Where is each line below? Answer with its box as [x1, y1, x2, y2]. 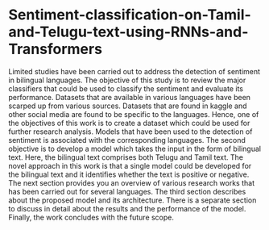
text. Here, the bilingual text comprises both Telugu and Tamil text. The [8, 152, 244, 162]
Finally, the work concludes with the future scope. [8, 212, 175, 222]
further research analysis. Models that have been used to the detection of [8, 127, 253, 136]
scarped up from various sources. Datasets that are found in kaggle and [8, 101, 247, 111]
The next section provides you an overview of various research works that [8, 178, 255, 187]
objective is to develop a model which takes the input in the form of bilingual [8, 144, 262, 153]
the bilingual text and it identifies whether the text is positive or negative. [8, 169, 250, 179]
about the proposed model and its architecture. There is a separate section [8, 195, 257, 205]
